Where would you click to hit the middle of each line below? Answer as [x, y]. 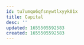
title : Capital [25, 17]
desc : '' [17, 22]
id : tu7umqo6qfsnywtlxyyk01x [42, 11]
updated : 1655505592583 [35, 28]
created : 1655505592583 [35, 33]
